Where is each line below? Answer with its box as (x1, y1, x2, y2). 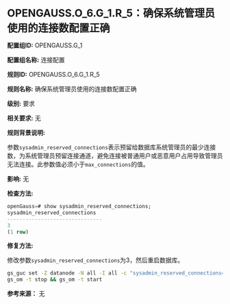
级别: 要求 (7, 99, 36, 107)
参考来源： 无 (7, 290, 45, 298)
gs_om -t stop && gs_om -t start (7, 276, 103, 283)
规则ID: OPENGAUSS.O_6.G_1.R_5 (7, 71, 101, 78)
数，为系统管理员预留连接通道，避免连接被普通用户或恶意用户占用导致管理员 (7, 152, 223, 160)
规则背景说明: (7, 129, 46, 136)
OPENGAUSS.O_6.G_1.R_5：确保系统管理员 (7, 7, 216, 20)
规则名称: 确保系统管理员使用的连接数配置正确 (7, 85, 137, 93)
